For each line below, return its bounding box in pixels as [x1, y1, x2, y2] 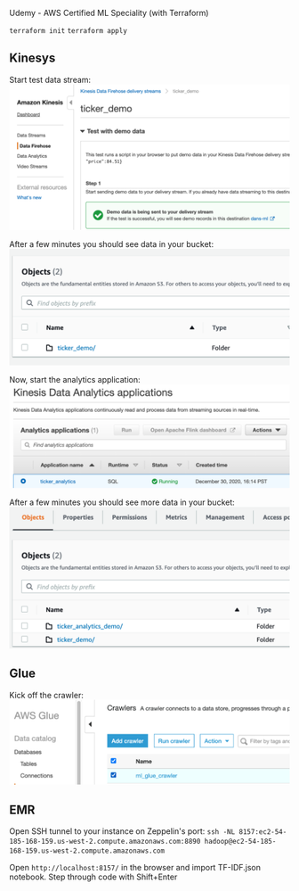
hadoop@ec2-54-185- [204, 837, 277, 846]
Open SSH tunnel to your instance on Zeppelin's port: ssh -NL [9, 826, 236, 837]
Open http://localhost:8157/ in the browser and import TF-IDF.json [9, 862, 261, 873]
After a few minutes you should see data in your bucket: [9, 238, 214, 249]
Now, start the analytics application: [9, 374, 141, 384]
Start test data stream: [9, 74, 92, 85]
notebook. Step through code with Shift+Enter [9, 871, 178, 882]
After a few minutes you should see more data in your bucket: [9, 497, 236, 507]
